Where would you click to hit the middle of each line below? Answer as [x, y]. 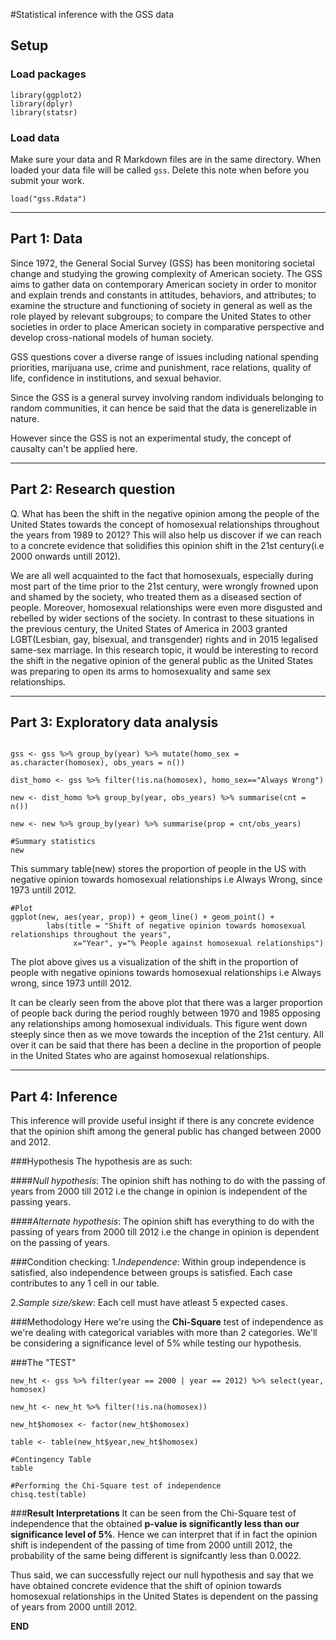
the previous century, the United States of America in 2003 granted [149, 628]
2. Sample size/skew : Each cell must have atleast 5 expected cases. [149, 1303]
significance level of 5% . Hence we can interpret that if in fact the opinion [164, 1535]
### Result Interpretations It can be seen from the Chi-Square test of [153, 1513]
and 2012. [31, 1142]
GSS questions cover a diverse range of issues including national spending [164, 356]
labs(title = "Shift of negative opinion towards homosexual [176, 926]
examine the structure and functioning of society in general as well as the [161, 305]
